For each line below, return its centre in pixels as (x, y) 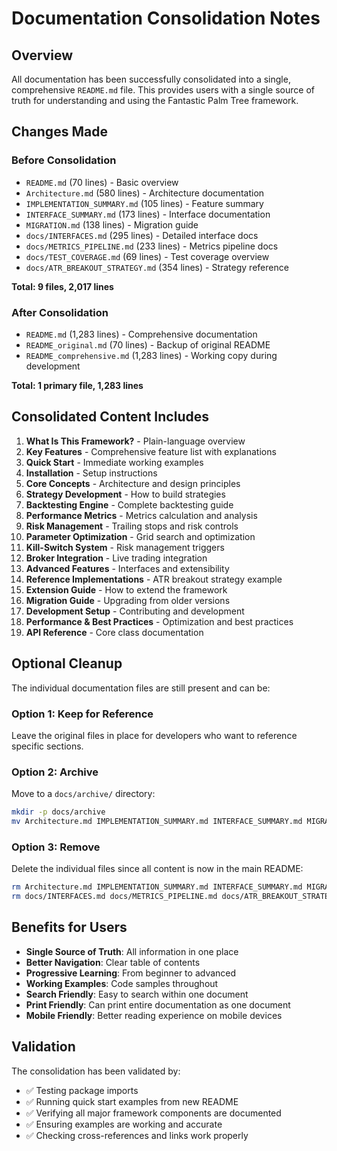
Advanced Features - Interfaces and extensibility (127, 568)
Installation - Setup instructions (91, 473)
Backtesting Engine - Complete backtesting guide (129, 504)
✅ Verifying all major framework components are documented (153, 1113)
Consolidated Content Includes (110, 417)
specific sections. (47, 746)
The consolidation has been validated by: (96, 1071)
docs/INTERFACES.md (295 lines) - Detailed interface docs (142, 235)
